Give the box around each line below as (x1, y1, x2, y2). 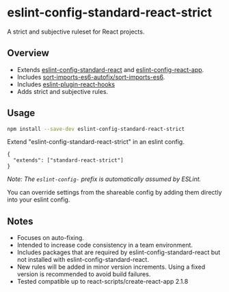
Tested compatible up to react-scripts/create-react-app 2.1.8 (16, 278, 189, 286)
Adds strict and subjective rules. (16, 87, 108, 95)
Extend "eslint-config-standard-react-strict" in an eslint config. (7, 138, 185, 146)
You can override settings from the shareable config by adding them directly (7, 188, 222, 197)
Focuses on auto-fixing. (16, 234, 84, 242)
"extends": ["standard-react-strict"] (13, 157, 124, 164)
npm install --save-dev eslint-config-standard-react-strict (7, 125, 185, 132)
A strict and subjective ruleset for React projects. (7, 27, 145, 36)
